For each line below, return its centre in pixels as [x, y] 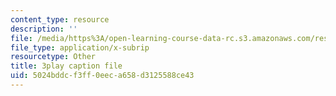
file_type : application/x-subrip [80, 47]
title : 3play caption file [66, 66]
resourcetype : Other [53, 57]
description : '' [44, 29]
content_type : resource [60, 19]
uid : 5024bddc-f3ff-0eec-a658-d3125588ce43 [102, 76]
